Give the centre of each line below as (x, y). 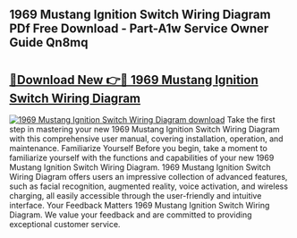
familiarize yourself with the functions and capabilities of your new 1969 (142, 157)
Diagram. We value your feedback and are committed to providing (131, 215)
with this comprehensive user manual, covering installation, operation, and (146, 139)
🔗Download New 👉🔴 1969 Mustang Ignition (134, 80)
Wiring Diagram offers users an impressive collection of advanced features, (148, 177)
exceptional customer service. (65, 224)
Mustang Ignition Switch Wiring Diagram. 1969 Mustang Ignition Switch (140, 167)
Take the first (251, 119)
